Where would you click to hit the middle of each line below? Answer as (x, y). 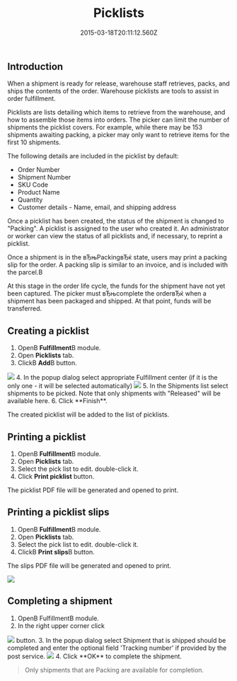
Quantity (30, 200)
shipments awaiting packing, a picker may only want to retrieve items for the (118, 135)
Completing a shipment (60, 601)
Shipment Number (44, 177)
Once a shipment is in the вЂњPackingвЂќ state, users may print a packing (117, 257)
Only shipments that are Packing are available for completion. (114, 670)
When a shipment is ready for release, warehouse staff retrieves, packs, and (118, 83)
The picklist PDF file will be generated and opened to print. (93, 490)
